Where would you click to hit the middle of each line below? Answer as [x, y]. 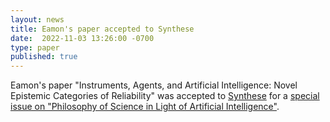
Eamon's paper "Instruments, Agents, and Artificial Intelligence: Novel [154, 85]
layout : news [37, 19]
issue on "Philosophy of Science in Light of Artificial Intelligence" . [145, 107]
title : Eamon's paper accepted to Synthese [102, 29]
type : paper [35, 47]
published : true [44, 57]
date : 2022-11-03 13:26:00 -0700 [82, 38]
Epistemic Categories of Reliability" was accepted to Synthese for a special [165, 96]
